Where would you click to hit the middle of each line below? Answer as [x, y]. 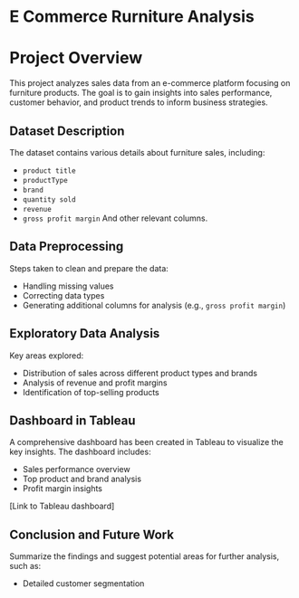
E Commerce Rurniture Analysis [132, 17]
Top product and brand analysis [82, 479]
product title [49, 171]
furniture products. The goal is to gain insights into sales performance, [141, 93]
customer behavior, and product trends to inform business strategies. [139, 102]
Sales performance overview [76, 470]
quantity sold [49, 199]
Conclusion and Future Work [92, 534]
